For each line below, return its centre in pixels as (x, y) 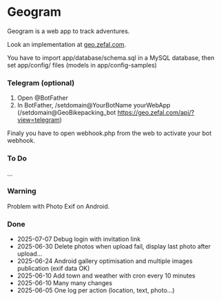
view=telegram (38, 120)
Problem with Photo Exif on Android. (59, 206)
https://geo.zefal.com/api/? (156, 113)
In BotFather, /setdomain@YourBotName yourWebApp (94, 105)
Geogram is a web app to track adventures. (69, 31)
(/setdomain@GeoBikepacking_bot (66, 113)
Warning (22, 191)
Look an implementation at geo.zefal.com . (67, 44)
